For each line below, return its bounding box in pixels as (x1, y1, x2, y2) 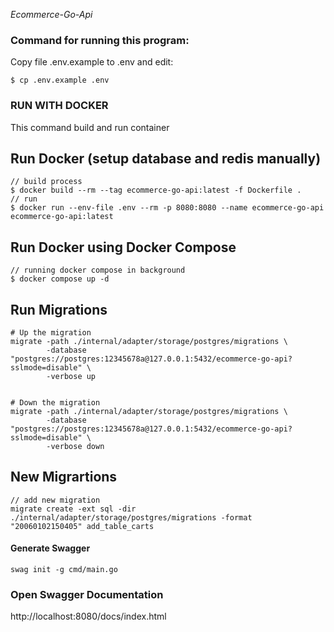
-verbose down (46, 442, 105, 452)
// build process (10, 177, 83, 187)
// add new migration (10, 495, 101, 505)
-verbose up (46, 372, 97, 382)
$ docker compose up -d (10, 274, 110, 284)
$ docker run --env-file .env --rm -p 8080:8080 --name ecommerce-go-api (10, 203, 325, 213)
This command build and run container (10, 121, 170, 133)
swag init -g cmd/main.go (10, 565, 118, 575)
